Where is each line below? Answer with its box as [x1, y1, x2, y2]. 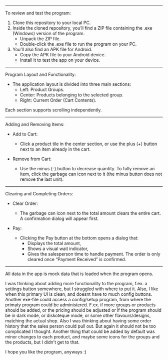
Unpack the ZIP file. [19, 36, 61, 42]
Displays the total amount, [27, 241, 81, 246]
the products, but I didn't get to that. [5, 339, 80, 345]
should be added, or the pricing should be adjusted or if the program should [5, 307, 161, 313]
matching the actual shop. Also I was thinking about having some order [5, 318, 151, 324]
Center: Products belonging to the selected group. [19, 92, 123, 98]
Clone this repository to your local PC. [12, 20, 91, 26]
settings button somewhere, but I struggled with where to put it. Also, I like [5, 286, 158, 292]
